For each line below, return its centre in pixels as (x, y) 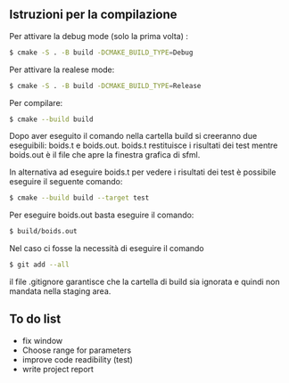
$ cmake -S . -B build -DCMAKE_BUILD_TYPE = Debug (101, 53)
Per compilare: (36, 102)
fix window (42, 340)
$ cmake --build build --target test (79, 198)
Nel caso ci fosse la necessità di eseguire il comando (107, 249)
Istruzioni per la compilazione (93, 15)
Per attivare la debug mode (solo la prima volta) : (99, 36)
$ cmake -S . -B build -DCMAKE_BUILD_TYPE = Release (105, 86)
